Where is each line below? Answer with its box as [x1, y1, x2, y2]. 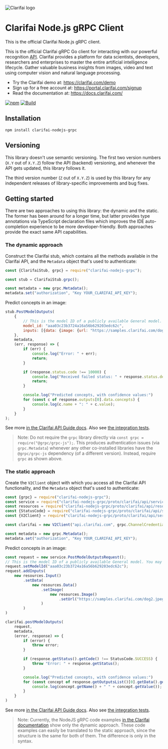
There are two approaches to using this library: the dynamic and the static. [5, 208, 159, 214]
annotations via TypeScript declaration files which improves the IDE [5, 218, 144, 225]
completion [5, 224, 28, 230]
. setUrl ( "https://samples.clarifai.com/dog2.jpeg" [58, 596, 166, 601]
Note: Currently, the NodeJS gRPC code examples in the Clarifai [17, 717, 150, 723]
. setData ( [23, 578, 43, 583]
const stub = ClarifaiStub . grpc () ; [5, 277, 79, 282]
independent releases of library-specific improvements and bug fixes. [5, 180, 149, 186]
